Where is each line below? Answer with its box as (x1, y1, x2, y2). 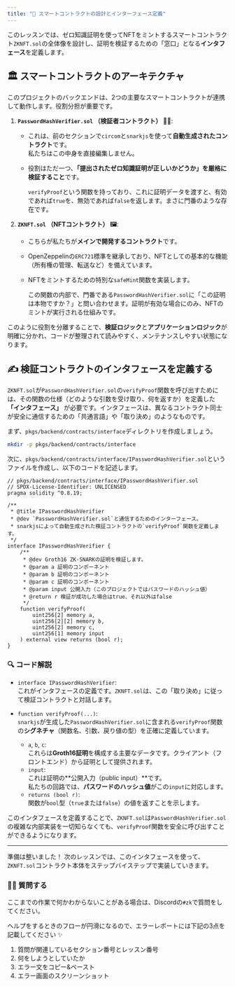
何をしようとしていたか (17, 954, 85, 962)
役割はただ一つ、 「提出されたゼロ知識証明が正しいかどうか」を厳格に (27, 164, 227, 172)
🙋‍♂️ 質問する (7, 880, 48, 890)
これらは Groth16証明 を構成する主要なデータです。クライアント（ (27, 749, 216, 757)
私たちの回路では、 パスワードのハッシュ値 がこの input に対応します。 (27, 782, 227, 791)
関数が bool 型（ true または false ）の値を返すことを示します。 (27, 799, 204, 807)
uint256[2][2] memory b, (32, 618, 105, 625)
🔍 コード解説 (7, 660, 52, 669)
